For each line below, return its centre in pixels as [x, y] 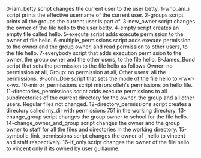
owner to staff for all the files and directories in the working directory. [92, 129]
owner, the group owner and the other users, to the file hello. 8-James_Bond [100, 60]
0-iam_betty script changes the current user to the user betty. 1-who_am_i [98, 9]
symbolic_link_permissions [39, 136]
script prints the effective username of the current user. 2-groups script [95, 15]
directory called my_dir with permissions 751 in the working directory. [91, 110]
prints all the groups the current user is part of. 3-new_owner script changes [101, 21]
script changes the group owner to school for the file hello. [115, 117]
